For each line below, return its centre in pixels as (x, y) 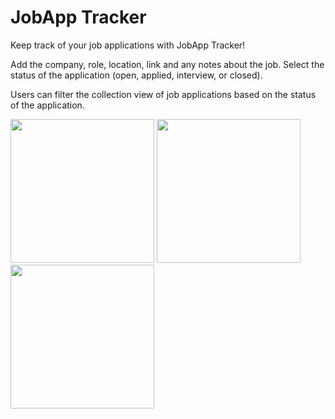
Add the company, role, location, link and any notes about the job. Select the (167, 64)
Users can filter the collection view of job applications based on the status (163, 94)
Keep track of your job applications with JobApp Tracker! (128, 45)
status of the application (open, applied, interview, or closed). (136, 75)
